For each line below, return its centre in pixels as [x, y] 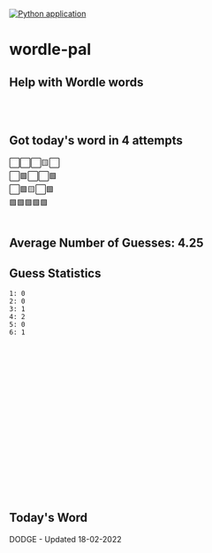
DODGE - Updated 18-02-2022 [65, 539]
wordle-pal [50, 50]
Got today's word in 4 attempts [96, 140]
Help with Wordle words [76, 82]
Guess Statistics [55, 273]
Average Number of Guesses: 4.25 [106, 243]
